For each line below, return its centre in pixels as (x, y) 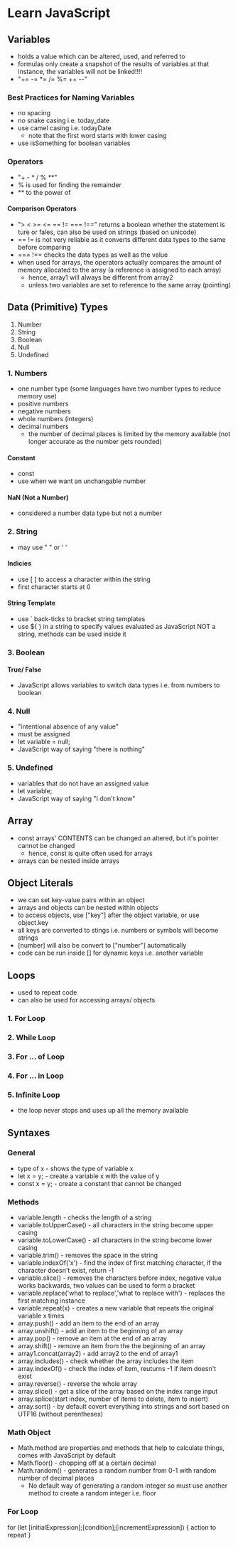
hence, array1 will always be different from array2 (101, 277)
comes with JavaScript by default (66, 1456)
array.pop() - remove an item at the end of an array (92, 1338)
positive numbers (43, 403)
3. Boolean (26, 652)
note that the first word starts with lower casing (97, 136)
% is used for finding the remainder (70, 185)
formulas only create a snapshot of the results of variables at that (113, 64)
